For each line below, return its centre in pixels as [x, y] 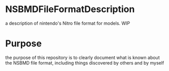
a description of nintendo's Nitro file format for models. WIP [68, 23]
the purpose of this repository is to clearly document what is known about [82, 57]
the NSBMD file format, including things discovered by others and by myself [85, 63]
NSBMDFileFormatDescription [70, 9]
